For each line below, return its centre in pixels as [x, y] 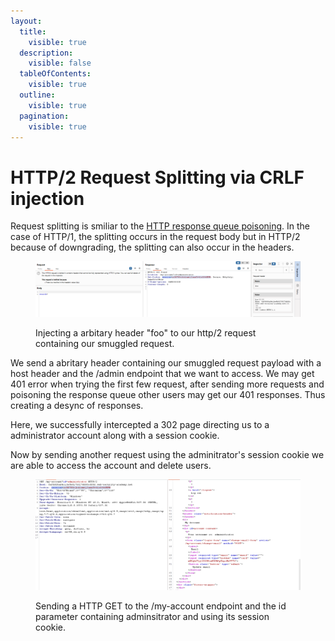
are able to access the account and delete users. [111, 465]
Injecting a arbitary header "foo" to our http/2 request [146, 332]
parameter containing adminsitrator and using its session [152, 616]
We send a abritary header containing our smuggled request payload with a [166, 362]
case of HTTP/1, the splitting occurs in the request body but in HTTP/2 [155, 237]
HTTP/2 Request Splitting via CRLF [157, 177]
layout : [26, 21]
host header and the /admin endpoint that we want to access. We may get [162, 373]
